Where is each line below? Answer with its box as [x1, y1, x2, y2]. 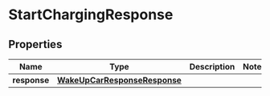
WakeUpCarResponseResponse [56, 74, 182, 86]
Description [189, 62, 235, 72]
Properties [8, 38, 63, 51]
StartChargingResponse [8, 6, 174, 24]
